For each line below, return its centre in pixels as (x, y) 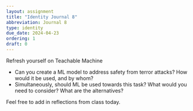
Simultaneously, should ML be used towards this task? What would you (101, 84)
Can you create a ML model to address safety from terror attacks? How (101, 72)
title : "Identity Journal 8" (42, 17)
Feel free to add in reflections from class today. (63, 102)
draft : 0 (17, 44)
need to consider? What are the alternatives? (69, 91)
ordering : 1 (21, 39)
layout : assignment (30, 11)
